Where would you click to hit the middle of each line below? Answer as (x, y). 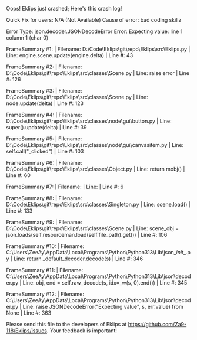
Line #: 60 (19, 175)
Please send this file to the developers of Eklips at (66, 324)
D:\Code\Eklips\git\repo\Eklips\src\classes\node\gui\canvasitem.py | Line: (95, 145)
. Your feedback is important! (82, 331)
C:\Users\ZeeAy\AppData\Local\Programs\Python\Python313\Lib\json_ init (95, 252)
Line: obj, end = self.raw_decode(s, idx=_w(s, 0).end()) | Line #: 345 (105, 282)
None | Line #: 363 (29, 313)
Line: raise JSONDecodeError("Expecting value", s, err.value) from (103, 307)
